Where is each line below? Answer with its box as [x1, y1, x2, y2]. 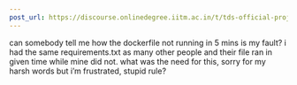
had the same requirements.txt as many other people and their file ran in [9, 46, 272, 58]
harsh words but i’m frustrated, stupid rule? [9, 66, 166, 76]
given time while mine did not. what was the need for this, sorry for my [9, 56, 267, 66]
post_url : [9, 12, 46, 22]
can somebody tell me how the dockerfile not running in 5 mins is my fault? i [9, 37, 287, 48]
